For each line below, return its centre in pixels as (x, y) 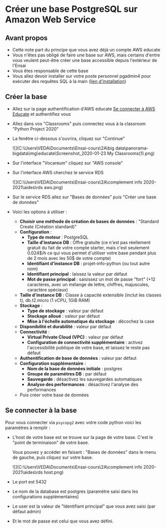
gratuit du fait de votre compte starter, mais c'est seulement (88, 247)
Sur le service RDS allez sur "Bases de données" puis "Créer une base (84, 197)
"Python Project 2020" (35, 129)
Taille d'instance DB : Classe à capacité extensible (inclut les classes (90, 295)
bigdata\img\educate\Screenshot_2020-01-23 (59, 153)
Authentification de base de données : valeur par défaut (78, 358)
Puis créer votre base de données (54, 395)
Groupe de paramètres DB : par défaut (67, 374)
